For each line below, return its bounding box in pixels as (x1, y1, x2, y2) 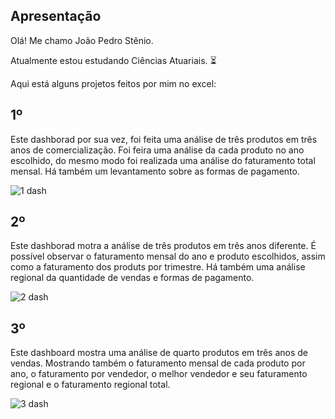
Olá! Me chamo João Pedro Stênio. (10, 34, 154, 46)
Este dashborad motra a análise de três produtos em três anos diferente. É (10, 240, 317, 252)
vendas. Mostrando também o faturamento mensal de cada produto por (10, 357, 306, 369)
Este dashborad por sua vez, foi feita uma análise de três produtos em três (10, 133, 318, 145)
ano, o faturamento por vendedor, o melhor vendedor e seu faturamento (10, 368, 308, 380)
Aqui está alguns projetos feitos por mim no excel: (10, 77, 217, 89)
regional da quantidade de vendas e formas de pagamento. (10, 272, 255, 284)
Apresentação (10, 8, 102, 25)
